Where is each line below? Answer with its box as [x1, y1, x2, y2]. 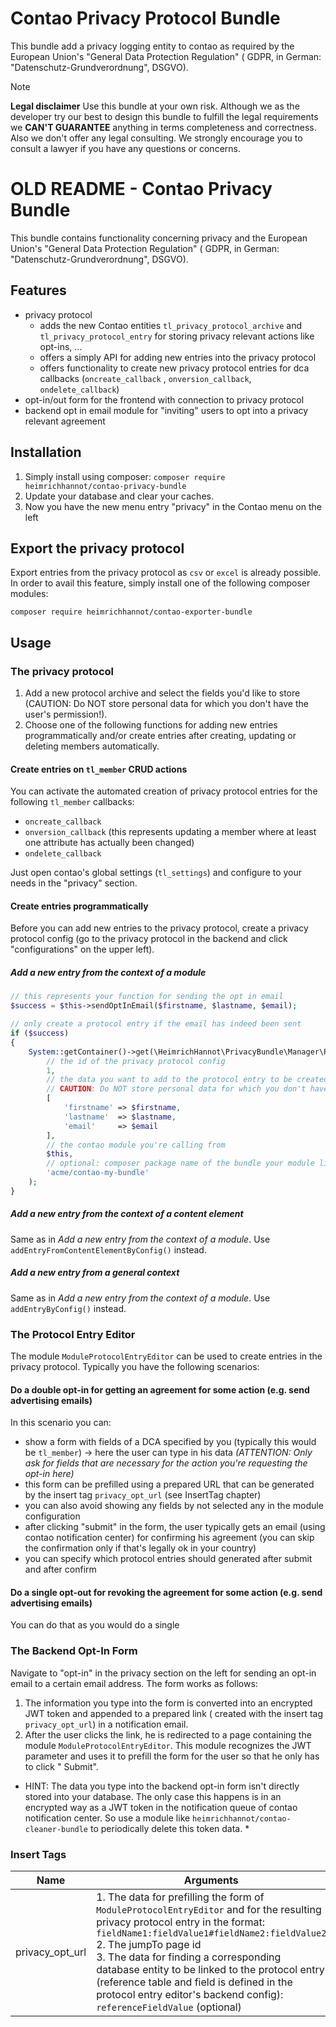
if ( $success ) [10, 1028, 70, 1038]
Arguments [183, 1873, 239, 1887]
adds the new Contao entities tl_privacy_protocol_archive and [39, 319, 303, 331]
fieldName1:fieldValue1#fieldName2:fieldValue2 [96, 1927, 327, 1939]
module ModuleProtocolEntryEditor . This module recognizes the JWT [24, 1739, 312, 1751]
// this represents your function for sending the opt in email [10, 992, 284, 1002]
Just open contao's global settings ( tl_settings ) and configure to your [10, 867, 303, 879]
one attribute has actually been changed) [24, 837, 195, 849]
